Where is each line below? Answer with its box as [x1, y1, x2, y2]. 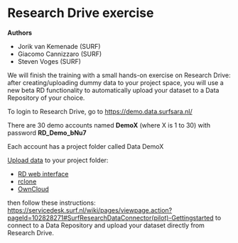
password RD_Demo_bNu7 [7, 128, 87, 137]
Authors [7, 28, 33, 37]
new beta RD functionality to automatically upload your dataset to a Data [7, 86, 220, 94]
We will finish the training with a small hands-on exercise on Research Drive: [7, 71, 231, 79]
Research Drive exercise [7, 5, 154, 21]
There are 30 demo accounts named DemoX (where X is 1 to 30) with [7, 120, 211, 129]
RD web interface [17, 169, 69, 178]
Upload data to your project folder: [7, 156, 109, 164]
